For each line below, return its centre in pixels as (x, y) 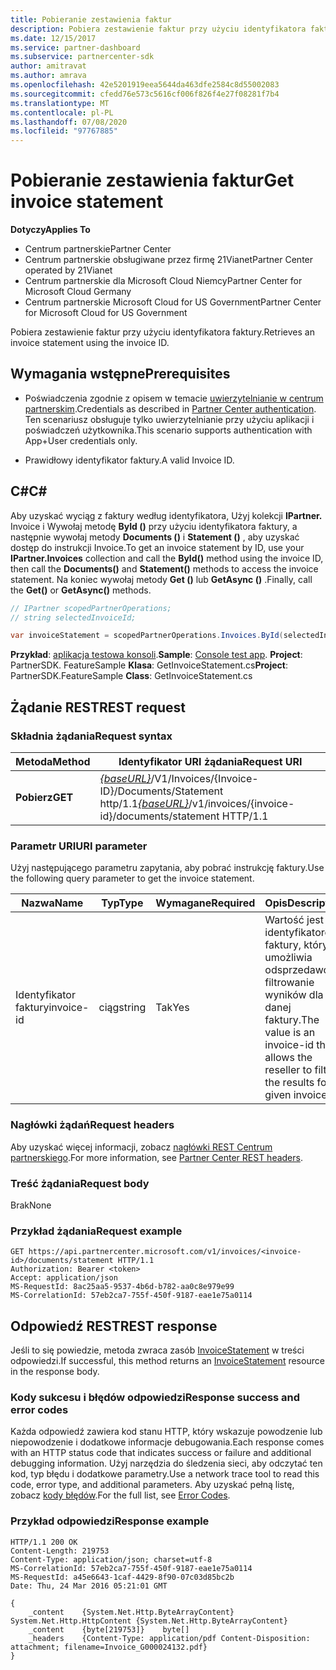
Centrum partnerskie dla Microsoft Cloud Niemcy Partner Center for (163, 281)
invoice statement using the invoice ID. (90, 343)
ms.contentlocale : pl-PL (62, 112)
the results (289, 1083)
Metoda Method (53, 761)
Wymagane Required (205, 903)
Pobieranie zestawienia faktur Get (152, 180)
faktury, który (296, 945)
